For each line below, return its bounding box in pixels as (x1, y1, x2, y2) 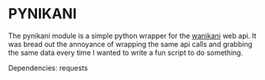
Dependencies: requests (8, 63, 89, 72)
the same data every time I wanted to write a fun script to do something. (8, 48, 244, 57)
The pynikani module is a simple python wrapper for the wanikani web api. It (8, 31, 257, 40)
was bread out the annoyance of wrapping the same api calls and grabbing (8, 39, 253, 48)
